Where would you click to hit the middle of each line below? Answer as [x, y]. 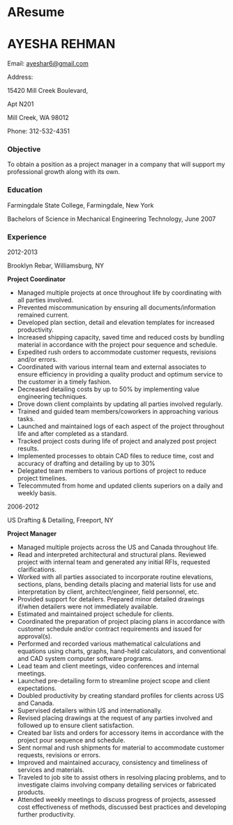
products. [31, 792]
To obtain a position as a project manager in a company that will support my [116, 164]
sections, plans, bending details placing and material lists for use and [116, 585]
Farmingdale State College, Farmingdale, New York [81, 205]
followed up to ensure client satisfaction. [76, 725]
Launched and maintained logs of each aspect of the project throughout [121, 426]
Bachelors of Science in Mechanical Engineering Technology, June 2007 [112, 219]
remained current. [43, 315]
